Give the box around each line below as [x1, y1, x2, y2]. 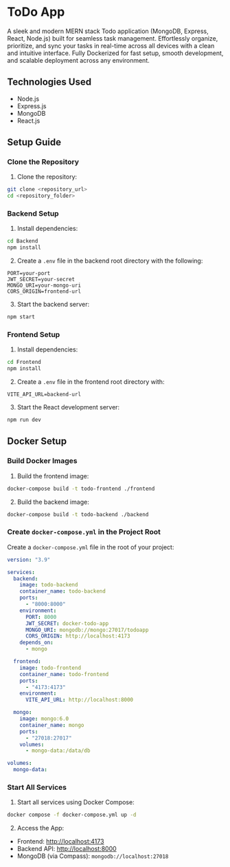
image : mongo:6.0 [19, 715, 69, 722]
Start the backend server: [16, 300, 90, 309]
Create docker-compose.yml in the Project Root [7, 527, 161, 537]
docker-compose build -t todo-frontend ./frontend [7, 485, 155, 492]
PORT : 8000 [25, 613, 57, 620]
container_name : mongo [19, 722, 84, 728]
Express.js [16, 101, 47, 110]
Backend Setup [7, 209, 60, 218]
